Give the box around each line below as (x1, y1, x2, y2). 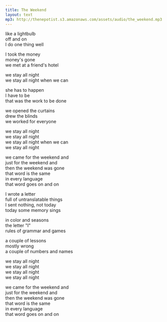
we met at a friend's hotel (5, 62, 59, 68)
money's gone (5, 57, 36, 63)
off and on (5, 36, 27, 42)
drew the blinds (5, 113, 38, 119)
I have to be (5, 92, 30, 99)
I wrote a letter (5, 191, 36, 197)
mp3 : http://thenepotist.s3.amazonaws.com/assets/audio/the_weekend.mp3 (5, 17, 162, 22)
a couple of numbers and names (5, 248, 73, 255)
